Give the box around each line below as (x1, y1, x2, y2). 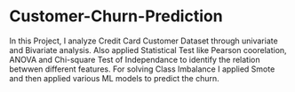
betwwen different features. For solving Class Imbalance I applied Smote (9, 64, 275, 74)
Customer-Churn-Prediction (9, 6, 224, 27)
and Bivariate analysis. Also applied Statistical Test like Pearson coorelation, (9, 44, 287, 55)
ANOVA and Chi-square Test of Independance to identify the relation (9, 54, 260, 65)
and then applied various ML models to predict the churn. (9, 73, 219, 83)
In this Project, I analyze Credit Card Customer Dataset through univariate (9, 35, 278, 46)
